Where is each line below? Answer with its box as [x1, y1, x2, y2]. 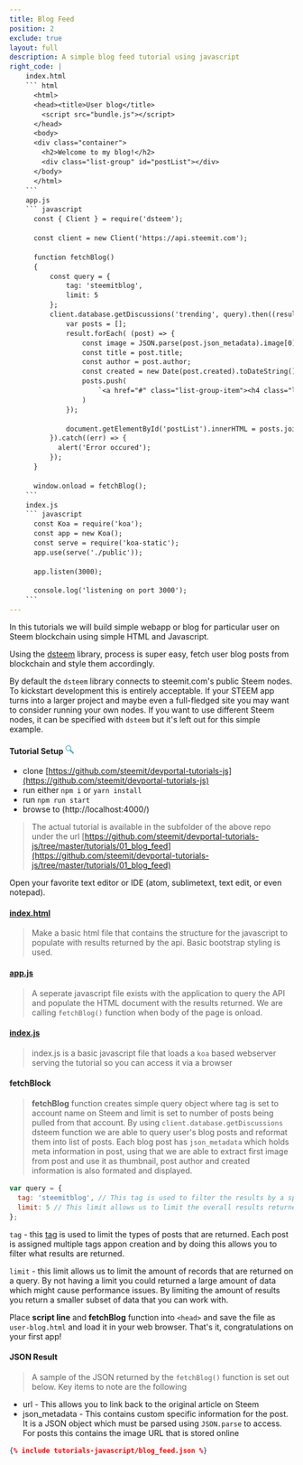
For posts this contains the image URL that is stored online [22, 1427, 240, 1438]
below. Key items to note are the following [31, 1381, 188, 1392]
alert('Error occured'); [57, 443, 151, 453]
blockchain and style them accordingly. [9, 658, 155, 668]
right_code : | [9, 62, 63, 71]
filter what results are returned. [9, 1247, 124, 1259]
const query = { [49, 272, 111, 281]
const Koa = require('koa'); [32, 519, 143, 528]
